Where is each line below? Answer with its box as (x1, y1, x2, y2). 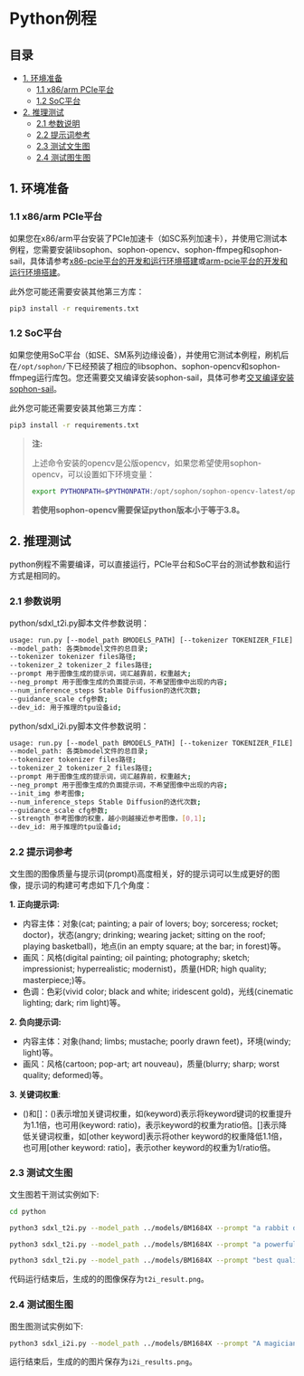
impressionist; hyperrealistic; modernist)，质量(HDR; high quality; (22, 963, 267, 974)
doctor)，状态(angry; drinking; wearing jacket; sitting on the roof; (22, 929, 266, 940)
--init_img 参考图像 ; (9, 788, 86, 798)
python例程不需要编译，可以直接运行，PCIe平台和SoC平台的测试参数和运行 (9, 559, 291, 570)
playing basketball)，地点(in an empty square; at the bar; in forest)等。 (22, 941, 287, 951)
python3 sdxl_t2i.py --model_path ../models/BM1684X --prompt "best (9, 1256, 273, 1266)
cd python (9, 1207, 47, 1216)
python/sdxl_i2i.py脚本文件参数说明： (9, 721, 149, 731)
